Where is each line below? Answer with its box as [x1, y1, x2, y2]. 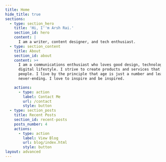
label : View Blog [23, 135, 58, 141]
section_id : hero [14, 30, 50, 35]
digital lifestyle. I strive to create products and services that [18, 67, 161, 72]
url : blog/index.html [23, 140, 68, 145]
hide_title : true [5, 12, 41, 17]
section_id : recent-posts [14, 117, 68, 122]
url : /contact [23, 99, 52, 104]
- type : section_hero [9, 21, 54, 26]
